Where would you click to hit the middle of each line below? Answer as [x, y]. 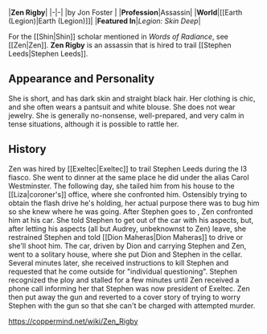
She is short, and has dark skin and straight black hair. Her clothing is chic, [132, 98]
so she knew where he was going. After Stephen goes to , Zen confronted [131, 211]
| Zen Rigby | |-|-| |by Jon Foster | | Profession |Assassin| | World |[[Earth [125, 12]
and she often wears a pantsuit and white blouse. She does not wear [122, 107]
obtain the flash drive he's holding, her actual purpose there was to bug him [134, 203]
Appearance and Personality [82, 79]
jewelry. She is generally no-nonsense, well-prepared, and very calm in [126, 115]
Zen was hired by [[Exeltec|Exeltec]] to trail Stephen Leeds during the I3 [128, 168]
